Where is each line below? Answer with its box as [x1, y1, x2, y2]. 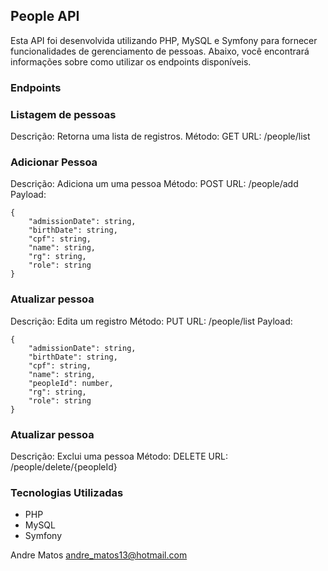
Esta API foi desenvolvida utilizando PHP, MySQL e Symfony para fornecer [10, 34, 318, 46]
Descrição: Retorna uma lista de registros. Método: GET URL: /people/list [10, 130, 311, 143]
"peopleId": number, [28, 378, 114, 388]
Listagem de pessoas [10, 107, 117, 121]
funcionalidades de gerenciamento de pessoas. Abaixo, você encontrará [10, 45, 310, 57]
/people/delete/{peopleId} [10, 460, 118, 473]
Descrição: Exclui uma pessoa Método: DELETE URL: [10, 450, 228, 462]
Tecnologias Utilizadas [10, 485, 124, 499]
